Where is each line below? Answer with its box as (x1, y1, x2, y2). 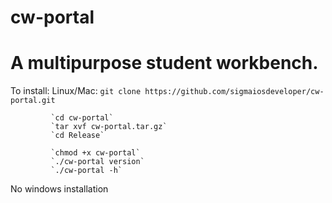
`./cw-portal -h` (50, 166, 123, 176)
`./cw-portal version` (50, 157, 145, 167)
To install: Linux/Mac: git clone (10, 85, 142, 97)
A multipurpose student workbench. (10, 52, 319, 75)
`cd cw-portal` (50, 113, 114, 123)
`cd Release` (50, 131, 105, 141)
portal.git (10, 96, 56, 106)
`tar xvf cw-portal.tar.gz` (50, 122, 168, 132)
